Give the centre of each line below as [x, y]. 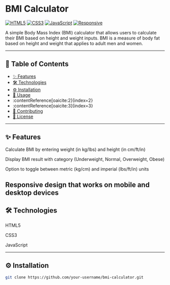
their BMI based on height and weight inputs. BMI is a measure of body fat [83, 38]
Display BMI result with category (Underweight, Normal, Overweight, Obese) [85, 159]
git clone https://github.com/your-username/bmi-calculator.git [74, 277]
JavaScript [16, 245]
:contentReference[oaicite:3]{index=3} [53, 106]
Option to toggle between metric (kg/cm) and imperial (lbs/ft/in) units [77, 169]
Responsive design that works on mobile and [78, 185]
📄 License [23, 116]
